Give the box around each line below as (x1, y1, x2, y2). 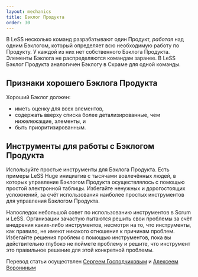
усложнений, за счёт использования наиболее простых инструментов (6, 191, 184, 198)
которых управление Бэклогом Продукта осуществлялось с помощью (6, 178, 185, 185)
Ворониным (6, 264, 37, 271)
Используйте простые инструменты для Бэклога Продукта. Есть (6, 166, 170, 173)
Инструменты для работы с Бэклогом (6, 141, 155, 151)
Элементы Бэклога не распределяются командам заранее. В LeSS (6, 54, 176, 62)
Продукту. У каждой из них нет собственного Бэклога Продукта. (6, 48, 170, 56)
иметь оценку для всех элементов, (14, 105, 104, 112)
